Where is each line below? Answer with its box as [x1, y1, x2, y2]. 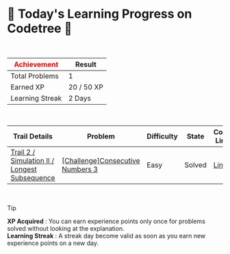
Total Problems [10, 71, 60, 81]
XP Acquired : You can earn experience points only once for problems [7, 217, 205, 225]
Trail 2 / [10, 147, 36, 157]
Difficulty [146, 131, 178, 141]
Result [75, 60, 97, 69]
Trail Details [12, 131, 53, 141]
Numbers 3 [61, 164, 98, 174]
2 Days [68, 93, 91, 103]
